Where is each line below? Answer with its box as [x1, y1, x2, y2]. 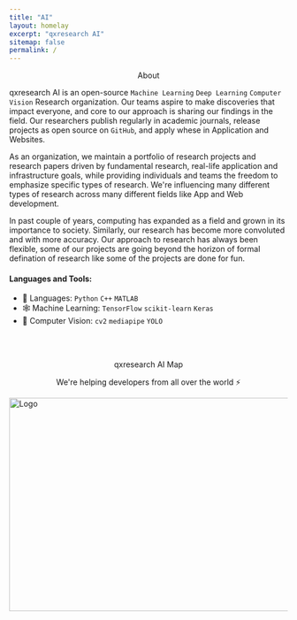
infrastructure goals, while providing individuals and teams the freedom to [9, 170, 278, 181]
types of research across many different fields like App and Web [9, 189, 244, 200]
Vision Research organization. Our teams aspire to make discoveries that [9, 96, 276, 107]
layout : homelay [9, 21, 69, 30]
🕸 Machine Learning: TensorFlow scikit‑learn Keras [21, 302, 214, 314]
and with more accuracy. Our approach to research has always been [9, 234, 259, 245]
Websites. [9, 134, 46, 145]
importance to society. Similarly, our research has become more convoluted [9, 225, 286, 235]
